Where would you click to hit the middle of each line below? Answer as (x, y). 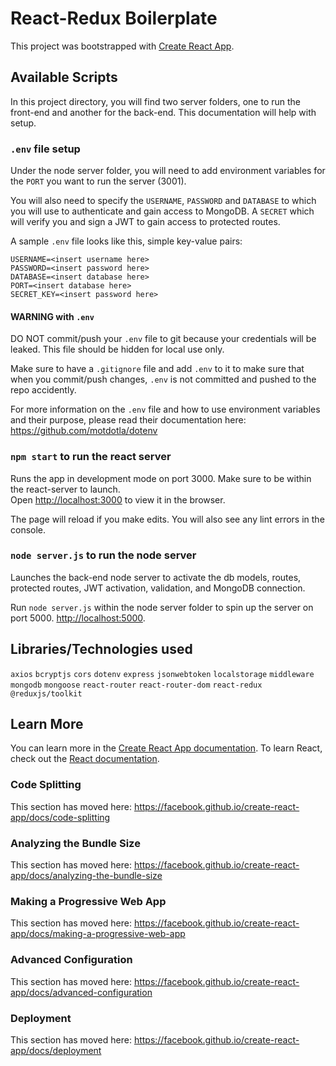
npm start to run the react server (91, 457)
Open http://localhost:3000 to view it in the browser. (118, 499)
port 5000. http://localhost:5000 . (78, 618)
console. (28, 529)
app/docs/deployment (56, 1050)
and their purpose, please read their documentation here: (128, 420)
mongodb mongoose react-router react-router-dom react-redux (136, 685)
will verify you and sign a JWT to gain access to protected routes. (145, 222)
